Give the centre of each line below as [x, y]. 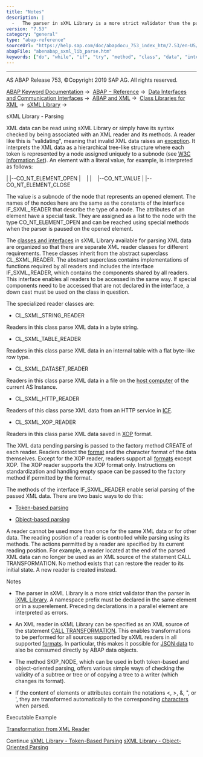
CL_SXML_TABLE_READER [48, 339]
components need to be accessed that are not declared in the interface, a [98, 285]
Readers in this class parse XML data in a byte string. [72, 327]
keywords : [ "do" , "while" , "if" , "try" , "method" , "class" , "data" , [94, 57]
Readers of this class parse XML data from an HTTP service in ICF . [89, 410]
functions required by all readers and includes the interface [80, 266]
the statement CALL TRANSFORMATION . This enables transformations [103, 630]
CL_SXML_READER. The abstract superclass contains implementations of [98, 259]
